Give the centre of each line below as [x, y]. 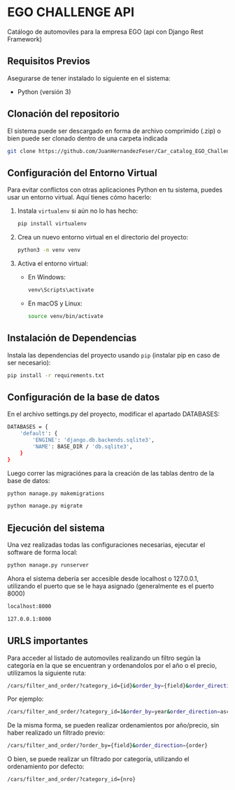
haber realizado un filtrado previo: [56, 733]
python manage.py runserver [48, 565]
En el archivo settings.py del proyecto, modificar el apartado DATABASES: [114, 414]
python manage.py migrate [45, 506]
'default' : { [39, 434]
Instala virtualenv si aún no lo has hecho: [78, 211]
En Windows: [47, 277]
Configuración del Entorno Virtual [82, 173]
